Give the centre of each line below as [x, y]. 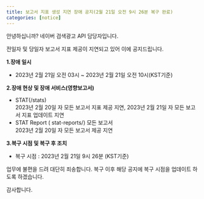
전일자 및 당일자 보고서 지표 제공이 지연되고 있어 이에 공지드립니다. [85, 49]
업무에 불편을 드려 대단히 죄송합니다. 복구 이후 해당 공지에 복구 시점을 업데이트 [99, 169]
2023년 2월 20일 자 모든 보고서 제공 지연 [64, 130]
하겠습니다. [31, 176]
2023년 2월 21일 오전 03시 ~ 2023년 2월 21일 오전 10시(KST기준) [94, 74]
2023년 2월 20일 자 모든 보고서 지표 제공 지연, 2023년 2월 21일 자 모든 [100, 107]
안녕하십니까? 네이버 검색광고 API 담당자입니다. [62, 36]
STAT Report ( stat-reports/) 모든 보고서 [64, 122]
